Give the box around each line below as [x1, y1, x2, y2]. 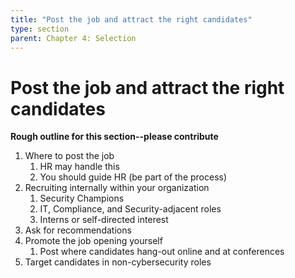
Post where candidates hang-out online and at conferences [39, 246, 285, 258]
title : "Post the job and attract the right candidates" [10, 14, 253, 25]
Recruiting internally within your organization [24, 182, 210, 194]
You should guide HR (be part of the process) [39, 171, 228, 183]
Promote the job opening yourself [24, 235, 163, 247]
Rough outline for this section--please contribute [10, 131, 219, 143]
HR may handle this [39, 161, 120, 173]
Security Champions [39, 192, 125, 205]
